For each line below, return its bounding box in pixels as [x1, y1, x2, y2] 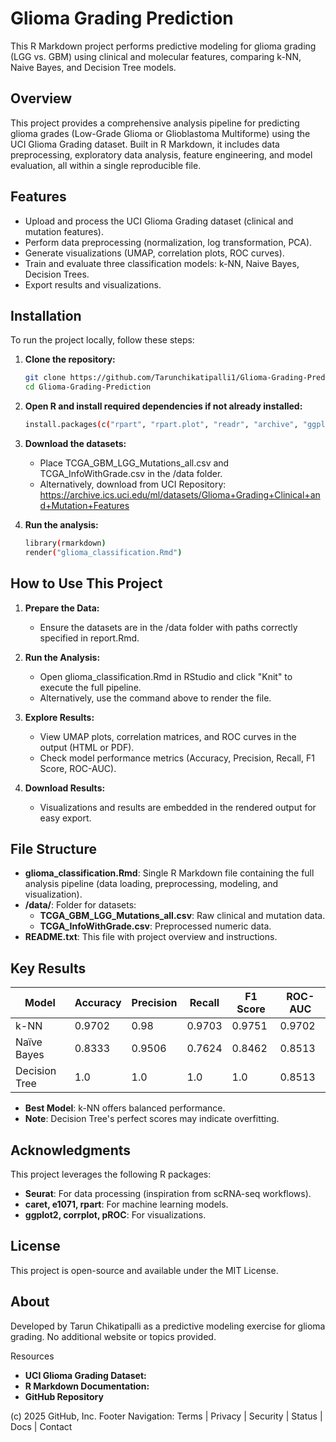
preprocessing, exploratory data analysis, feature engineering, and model [10, 148, 313, 161]
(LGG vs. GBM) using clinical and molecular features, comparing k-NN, [10, 50, 302, 62]
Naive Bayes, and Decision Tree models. [10, 61, 177, 73]
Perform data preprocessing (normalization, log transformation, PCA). [24, 236, 313, 248]
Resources [10, 1350, 55, 1362]
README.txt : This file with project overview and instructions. [24, 931, 278, 943]
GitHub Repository [24, 1390, 104, 1402]
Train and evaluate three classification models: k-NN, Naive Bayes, [24, 257, 300, 269]
